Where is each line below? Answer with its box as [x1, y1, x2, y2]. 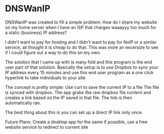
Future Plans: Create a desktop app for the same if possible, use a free [5, 119, 148, 125]
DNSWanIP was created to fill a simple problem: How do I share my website [5, 19, 158, 25]
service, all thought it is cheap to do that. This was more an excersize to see [5, 44, 159, 50]
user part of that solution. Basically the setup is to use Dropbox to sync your [5, 64, 159, 70]
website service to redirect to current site [5, 124, 89, 130]
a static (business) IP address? [5, 29, 67, 35]
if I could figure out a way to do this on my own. [5, 50, 101, 55]
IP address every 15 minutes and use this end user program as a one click [5, 69, 154, 75]
